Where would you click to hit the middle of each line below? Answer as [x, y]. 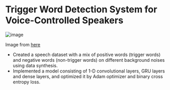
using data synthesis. [35, 65]
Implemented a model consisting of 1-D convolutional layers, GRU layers [89, 71]
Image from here [23, 44]
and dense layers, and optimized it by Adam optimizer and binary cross [88, 76]
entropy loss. [26, 82]
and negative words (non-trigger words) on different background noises [89, 60]
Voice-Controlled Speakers [65, 20]
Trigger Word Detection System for [81, 10]
